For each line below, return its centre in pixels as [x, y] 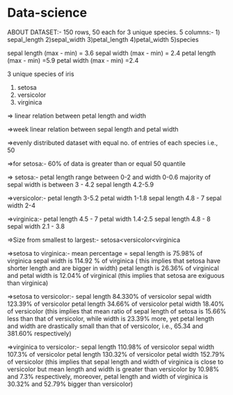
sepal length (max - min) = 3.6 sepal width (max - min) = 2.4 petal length [112, 53]
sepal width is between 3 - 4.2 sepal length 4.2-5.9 [81, 184]
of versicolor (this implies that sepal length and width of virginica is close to [115, 362]
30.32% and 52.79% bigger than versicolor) [70, 384]
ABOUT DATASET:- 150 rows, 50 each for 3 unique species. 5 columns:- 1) [114, 32]
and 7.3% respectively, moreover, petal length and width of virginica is [108, 376]
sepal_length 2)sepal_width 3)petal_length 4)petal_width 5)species [103, 39]
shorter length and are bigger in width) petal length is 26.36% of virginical [113, 268]
